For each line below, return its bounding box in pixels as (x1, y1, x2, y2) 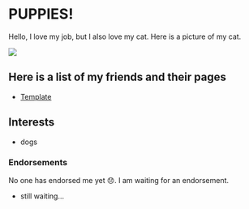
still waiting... (19, 191, 65, 201)
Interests (8, 115, 55, 130)
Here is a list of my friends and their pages (8, 70, 227, 84)
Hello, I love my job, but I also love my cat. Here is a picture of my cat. (8, 32, 242, 41)
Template (19, 92, 52, 101)
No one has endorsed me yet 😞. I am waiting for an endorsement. (8, 175, 230, 185)
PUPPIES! (8, 5, 74, 23)
